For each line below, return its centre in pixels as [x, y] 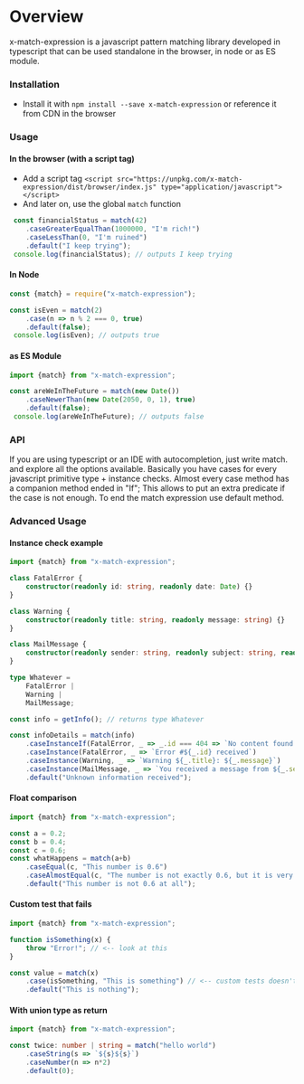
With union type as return [59, 1010]
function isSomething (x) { [60, 939]
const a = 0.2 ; [38, 834]
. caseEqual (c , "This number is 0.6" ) [97, 867]
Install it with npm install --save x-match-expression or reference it [150, 104]
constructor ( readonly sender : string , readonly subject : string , [152, 653]
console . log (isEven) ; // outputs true [86, 335]
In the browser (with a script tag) [72, 158]
